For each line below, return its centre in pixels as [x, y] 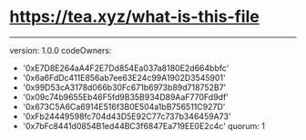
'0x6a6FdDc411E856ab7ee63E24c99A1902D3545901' [124, 77]
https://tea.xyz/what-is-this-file [134, 17]
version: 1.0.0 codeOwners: [61, 50]
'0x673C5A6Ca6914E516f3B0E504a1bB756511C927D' [124, 106]
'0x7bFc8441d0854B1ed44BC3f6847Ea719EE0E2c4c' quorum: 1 [144, 125]
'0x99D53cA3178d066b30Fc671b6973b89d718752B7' [124, 87]
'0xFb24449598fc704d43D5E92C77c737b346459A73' [127, 116]
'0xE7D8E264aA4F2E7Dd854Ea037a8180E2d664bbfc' [126, 68]
